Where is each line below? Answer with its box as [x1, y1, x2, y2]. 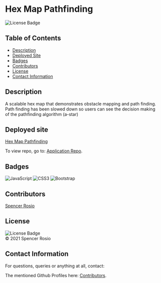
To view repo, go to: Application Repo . [5, 148, 83, 154]
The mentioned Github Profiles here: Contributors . [5, 272, 107, 278]
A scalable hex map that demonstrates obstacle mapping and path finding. [5, 101, 157, 106]
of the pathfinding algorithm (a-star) [5, 111, 79, 117]
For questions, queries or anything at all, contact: [5, 263, 105, 269]
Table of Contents [5, 34, 62, 42]
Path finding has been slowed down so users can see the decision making [5, 106, 156, 112]
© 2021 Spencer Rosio [5, 235, 51, 241]
